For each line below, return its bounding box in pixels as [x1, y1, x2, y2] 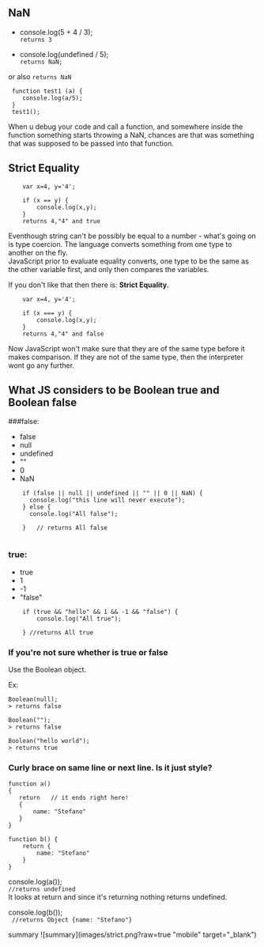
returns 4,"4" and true [22, 217, 101, 225]
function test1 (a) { [11, 87, 83, 95]
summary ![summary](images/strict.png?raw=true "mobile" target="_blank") [8, 930, 257, 940]
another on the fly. [8, 248, 69, 257]
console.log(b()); [8, 907, 63, 917]
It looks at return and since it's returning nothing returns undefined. [8, 892, 228, 902]
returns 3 [19, 36, 53, 44]
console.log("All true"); [36, 615, 123, 623]
